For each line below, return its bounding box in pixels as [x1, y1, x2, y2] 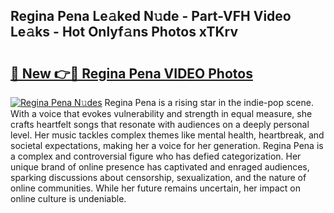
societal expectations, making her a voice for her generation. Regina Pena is [10, 140, 324, 151]
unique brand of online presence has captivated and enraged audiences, [10, 161, 310, 173]
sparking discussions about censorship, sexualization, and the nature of [10, 172, 307, 183]
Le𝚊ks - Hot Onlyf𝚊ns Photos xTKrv [10, 24, 238, 41]
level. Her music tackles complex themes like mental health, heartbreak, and [10, 129, 325, 141]
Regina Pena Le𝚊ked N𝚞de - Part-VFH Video [10, 8, 292, 25]
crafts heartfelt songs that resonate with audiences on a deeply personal [10, 119, 310, 130]
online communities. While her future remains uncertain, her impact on [10, 182, 301, 194]
